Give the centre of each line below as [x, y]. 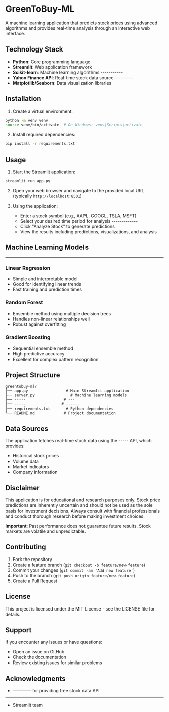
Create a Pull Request [35, 581]
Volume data [26, 461]
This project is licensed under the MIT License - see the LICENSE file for [80, 608]
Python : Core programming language [51, 62]
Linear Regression [28, 268]
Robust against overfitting [39, 324]
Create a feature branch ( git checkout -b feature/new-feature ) [79, 565]
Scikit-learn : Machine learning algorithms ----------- [68, 72]
